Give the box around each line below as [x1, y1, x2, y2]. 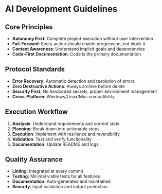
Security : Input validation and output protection [12, 184, 108, 190]
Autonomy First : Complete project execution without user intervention [12, 35, 153, 41]
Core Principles [5, 23, 53, 31]
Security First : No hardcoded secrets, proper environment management [12, 88, 157, 94]
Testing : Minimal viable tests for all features [12, 174, 101, 179]
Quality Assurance [5, 156, 63, 164]
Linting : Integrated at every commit [12, 168, 84, 174]
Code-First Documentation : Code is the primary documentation [12, 51, 141, 57]
